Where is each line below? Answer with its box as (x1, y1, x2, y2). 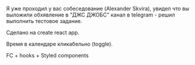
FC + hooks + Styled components (6, 52, 89, 58)
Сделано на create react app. (6, 29, 79, 36)
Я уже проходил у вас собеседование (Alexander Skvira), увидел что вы (6, 5, 190, 12)
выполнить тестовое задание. (6, 18, 82, 24)
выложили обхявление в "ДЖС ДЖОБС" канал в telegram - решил (6, 11, 175, 18)
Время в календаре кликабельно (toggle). (6, 41, 113, 47)
